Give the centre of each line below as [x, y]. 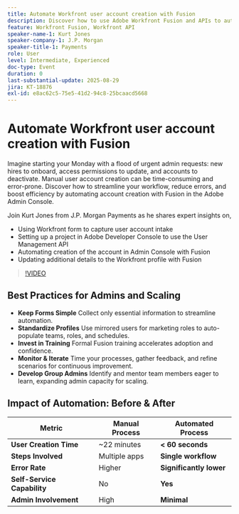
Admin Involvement [45, 500]
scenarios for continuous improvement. [75, 366]
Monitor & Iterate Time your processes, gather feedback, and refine [117, 358]
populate [31, 335]
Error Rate [28, 468]
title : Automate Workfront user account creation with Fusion [101, 14]
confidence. [35, 351]
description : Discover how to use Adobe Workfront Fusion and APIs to [114, 21]
